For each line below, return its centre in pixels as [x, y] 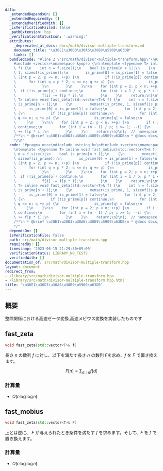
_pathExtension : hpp [30, 32]
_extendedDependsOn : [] [33, 14]
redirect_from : [20, 271]
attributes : [22, 41]
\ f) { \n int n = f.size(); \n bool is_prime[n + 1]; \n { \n [84, 68]
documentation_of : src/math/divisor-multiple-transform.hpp [67, 262]
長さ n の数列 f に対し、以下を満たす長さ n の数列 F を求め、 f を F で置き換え [81, 355]
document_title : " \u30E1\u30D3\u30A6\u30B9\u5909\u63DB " [73, 50]
